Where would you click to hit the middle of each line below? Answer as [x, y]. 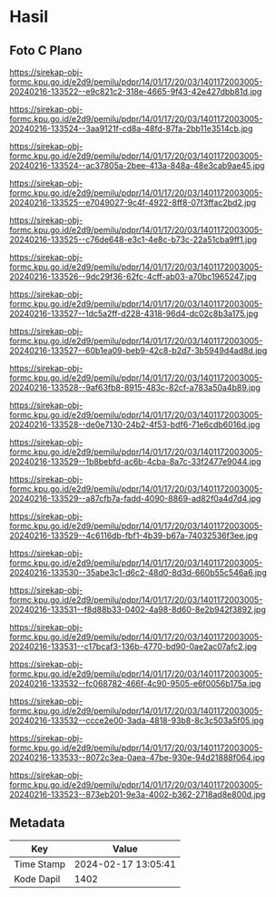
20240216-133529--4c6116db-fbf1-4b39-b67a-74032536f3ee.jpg [134, 535]
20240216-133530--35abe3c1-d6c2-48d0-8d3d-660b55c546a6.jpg [138, 572]
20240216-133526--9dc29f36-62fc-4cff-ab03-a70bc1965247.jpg [133, 276]
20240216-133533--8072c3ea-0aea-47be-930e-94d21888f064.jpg [137, 757]
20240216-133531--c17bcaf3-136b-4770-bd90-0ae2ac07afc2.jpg [133, 647]
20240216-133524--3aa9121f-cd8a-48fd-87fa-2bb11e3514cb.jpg [131, 128]
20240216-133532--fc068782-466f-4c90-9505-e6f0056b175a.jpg [135, 683]
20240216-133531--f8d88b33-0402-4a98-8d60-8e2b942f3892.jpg [138, 609]
